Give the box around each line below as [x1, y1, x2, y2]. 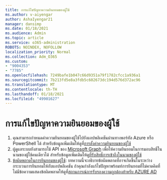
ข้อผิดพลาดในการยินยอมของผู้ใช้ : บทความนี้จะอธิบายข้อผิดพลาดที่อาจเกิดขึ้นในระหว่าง [12, 157, 152, 163]
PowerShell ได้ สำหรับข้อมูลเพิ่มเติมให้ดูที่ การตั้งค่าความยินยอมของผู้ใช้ [12, 140, 131, 146]
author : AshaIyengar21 [5, 17, 53, 22]
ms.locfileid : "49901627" [5, 96, 59, 101]
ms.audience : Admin [5, 31, 46, 36]
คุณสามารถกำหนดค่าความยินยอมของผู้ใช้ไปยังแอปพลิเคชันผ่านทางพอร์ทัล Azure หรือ [12, 135, 154, 141]
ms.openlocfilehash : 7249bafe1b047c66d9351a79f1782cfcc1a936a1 [5, 73, 141, 78]
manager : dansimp [5, 21, 42, 27]
